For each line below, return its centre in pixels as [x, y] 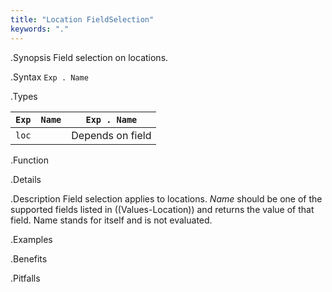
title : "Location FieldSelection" [82, 19]
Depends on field [111, 135]
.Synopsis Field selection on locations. [89, 57]
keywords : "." [40, 29]
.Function [30, 160]
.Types [24, 96]
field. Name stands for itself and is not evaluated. [111, 220]
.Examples [31, 239]
